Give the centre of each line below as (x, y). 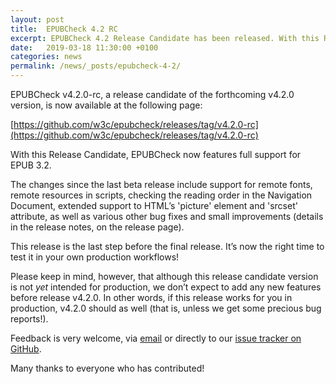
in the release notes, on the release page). (97, 227)
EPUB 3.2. (31, 165)
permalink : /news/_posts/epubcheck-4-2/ (96, 66)
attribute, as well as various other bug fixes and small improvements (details (167, 216)
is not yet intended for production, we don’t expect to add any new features (166, 287)
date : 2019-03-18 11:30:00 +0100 (84, 47)
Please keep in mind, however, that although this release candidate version (164, 276)
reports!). (29, 319)
